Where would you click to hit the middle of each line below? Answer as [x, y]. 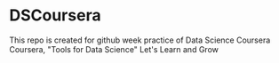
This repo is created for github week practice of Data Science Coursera [140, 40]
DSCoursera [55, 16]
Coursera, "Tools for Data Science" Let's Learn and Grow [114, 49]
